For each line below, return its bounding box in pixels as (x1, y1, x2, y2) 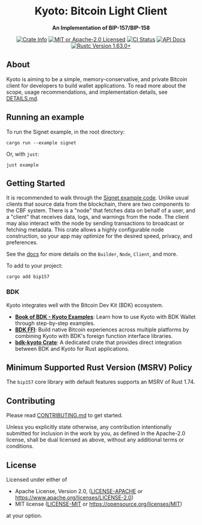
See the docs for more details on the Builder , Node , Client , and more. (6, 251, 178, 258)
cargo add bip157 (6, 274, 50, 280)
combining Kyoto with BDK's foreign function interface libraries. (14, 332, 173, 339)
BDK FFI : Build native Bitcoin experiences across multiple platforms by (14, 326, 189, 333)
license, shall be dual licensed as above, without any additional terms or (6, 436, 185, 443)
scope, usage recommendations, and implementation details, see (6, 88, 168, 96)
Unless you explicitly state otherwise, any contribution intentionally (6, 423, 172, 431)
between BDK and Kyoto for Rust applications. (14, 345, 130, 352)
